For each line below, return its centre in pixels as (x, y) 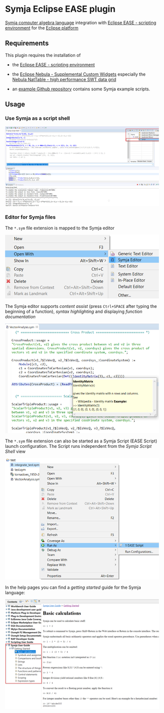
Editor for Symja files (31, 217)
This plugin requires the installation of (43, 55)
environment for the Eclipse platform (42, 27)
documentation (20, 316)
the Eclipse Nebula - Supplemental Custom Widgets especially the (79, 74)
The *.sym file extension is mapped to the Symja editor (60, 228)
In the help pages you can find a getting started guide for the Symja (73, 587)
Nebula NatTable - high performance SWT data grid (64, 79)
